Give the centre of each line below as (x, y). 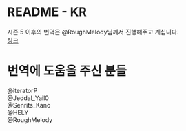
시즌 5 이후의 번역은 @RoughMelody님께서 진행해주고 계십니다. (93, 32)
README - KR (47, 12)
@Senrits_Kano (29, 105)
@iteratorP (22, 90)
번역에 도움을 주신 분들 (67, 71)
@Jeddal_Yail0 (28, 98)
